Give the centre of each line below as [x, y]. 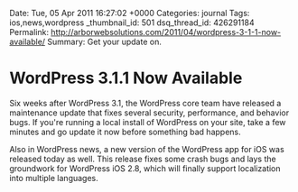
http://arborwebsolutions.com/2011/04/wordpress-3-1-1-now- [166, 32]
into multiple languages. [54, 178]
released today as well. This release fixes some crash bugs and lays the [143, 159]
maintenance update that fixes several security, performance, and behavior [149, 113]
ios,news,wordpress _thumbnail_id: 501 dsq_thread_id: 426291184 [132, 23]
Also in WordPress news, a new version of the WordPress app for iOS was [147, 149]
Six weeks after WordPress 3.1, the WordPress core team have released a [145, 103]
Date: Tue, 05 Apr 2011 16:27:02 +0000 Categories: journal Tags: [130, 13]
